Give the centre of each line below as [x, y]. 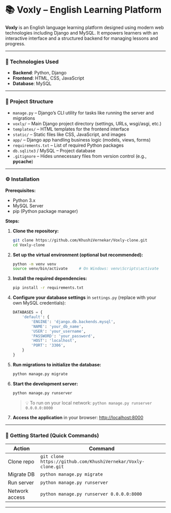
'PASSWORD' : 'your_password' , [63, 336]
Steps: [12, 221]
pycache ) [23, 161]
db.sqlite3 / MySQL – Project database [54, 150]
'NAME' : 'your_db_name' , [58, 327]
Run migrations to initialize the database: [57, 364]
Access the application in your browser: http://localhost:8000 [78, 417]
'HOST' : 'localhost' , [54, 341]
